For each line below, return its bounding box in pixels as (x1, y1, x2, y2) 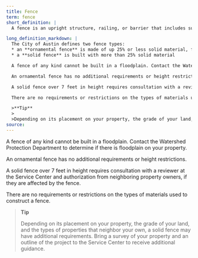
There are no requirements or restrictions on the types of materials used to (6, 191, 188, 198)
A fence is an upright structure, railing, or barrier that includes (11, 25, 186, 31)
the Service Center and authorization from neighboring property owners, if (6, 173, 187, 180)
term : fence (6, 14, 35, 20)
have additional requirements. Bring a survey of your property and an (20, 232, 189, 239)
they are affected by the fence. (6, 179, 81, 186)
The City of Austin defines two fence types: (11, 41, 126, 47)
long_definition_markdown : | (6, 36, 78, 42)
